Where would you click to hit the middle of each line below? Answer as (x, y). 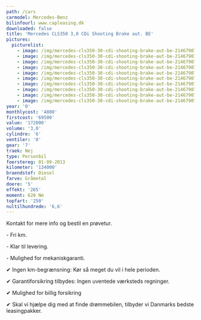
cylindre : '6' (24, 134)
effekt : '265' (24, 190)
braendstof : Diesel (31, 173)
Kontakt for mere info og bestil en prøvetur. (59, 223)
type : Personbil (26, 156)
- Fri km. (16, 235)
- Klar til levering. (28, 246)
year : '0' (19, 106)
